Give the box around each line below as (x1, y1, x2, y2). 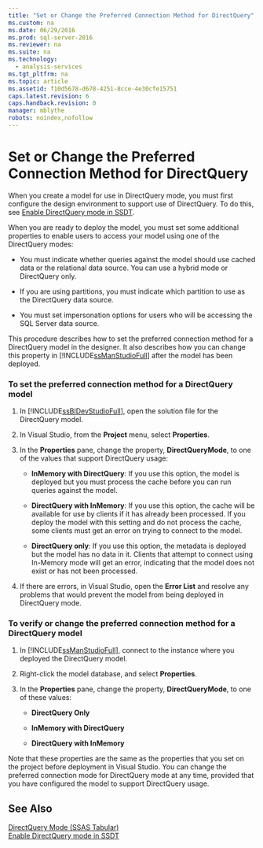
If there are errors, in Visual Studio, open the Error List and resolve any (19, 582, 249, 591)
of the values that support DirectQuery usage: (19, 454, 169, 463)
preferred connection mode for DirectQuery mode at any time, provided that (8, 771, 254, 780)
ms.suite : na (8, 48, 51, 56)
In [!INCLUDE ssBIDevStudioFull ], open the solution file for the (19, 406, 218, 416)
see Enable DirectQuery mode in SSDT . (8, 207, 135, 217)
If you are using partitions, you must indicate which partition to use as (19, 287, 246, 296)
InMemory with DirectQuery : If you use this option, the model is (31, 469, 240, 479)
